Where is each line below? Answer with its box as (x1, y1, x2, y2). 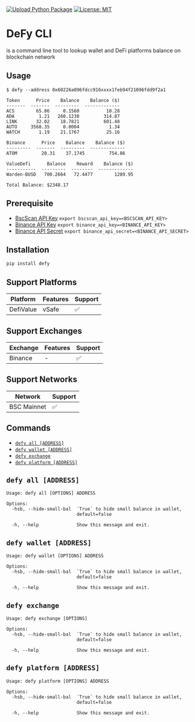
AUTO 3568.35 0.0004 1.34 (6, 124, 120, 130)
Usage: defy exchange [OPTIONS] (6, 616, 88, 622)
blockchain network (6, 53, 56, 60)
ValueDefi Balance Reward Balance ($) (6, 161, 134, 167)
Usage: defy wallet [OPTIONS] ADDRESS (6, 553, 104, 559)
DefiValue (9, 305, 37, 314)
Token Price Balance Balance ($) (6, 97, 120, 103)
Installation (6, 245, 50, 255)
